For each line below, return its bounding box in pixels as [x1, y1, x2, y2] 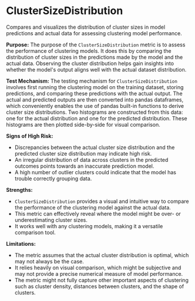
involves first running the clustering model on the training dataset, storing [6, 83, 184, 90]
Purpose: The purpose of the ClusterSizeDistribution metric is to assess [6, 41, 186, 48]
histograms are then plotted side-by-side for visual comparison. [6, 121, 160, 128]
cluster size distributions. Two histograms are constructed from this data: [6, 109, 183, 116]
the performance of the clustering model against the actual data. [14, 204, 172, 211]
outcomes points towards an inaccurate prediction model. [14, 163, 154, 170]
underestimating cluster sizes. [14, 216, 88, 224]
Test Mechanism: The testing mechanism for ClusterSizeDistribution [6, 77, 178, 84]
